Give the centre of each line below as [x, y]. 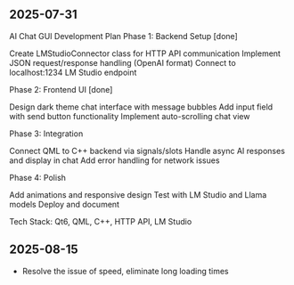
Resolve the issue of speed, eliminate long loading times [125, 271]
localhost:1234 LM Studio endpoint [73, 72]
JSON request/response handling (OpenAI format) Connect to [122, 62]
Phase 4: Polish [38, 177]
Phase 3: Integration [46, 134]
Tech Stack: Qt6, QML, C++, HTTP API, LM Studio [101, 221]
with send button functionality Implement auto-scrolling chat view [130, 116]
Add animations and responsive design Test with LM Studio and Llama [138, 194]
